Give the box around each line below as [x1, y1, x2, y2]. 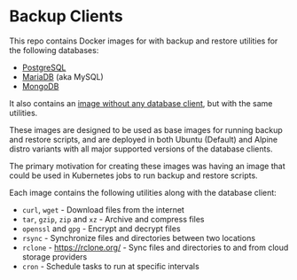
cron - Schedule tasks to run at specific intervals [21, 261, 199, 271]
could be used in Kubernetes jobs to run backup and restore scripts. [9, 170, 259, 181]
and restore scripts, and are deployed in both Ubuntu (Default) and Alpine [9, 134, 277, 144]
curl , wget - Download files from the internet [21, 204, 184, 214]
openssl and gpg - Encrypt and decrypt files [21, 223, 181, 234]
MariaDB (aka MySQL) [21, 71, 104, 82]
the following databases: [9, 44, 99, 55]
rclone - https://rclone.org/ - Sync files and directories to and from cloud [21, 242, 289, 253]
